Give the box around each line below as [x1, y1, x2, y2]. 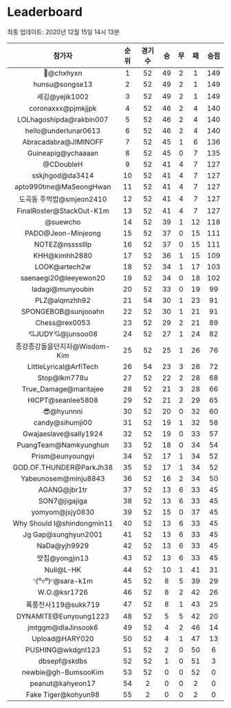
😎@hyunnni [43, 406, 83, 416]
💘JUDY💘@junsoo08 [27, 329, 98, 338]
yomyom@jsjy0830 [31, 507, 95, 517]
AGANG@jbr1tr [38, 485, 88, 494]
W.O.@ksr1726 [37, 587, 88, 596]
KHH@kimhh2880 [33, 251, 93, 260]
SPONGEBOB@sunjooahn [21, 306, 105, 316]
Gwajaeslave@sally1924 [23, 428, 103, 438]
